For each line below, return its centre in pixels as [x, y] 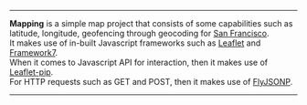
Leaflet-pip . [32, 72]
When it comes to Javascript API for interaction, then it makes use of [138, 62]
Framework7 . [34, 52]
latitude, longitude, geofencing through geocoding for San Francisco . [139, 33]
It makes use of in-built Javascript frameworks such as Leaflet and [135, 43]
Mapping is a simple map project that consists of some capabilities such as [151, 23]
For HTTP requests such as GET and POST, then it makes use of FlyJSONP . [151, 82]
